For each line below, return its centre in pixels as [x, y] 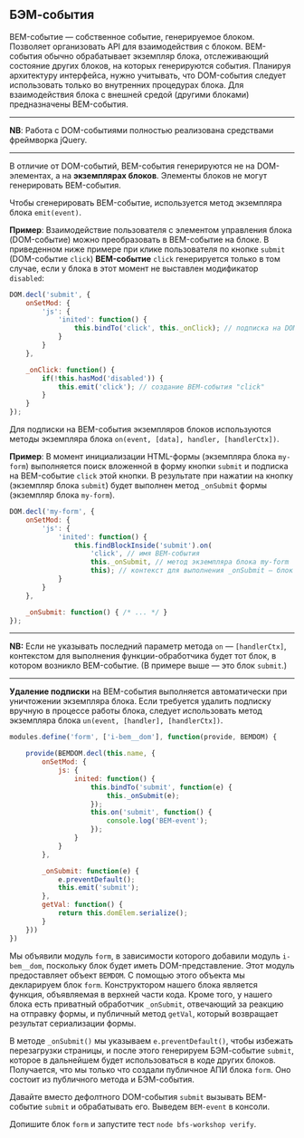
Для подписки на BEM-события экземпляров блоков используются [140, 429]
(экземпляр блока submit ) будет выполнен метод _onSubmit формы [138, 486]
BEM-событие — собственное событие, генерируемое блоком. [132, 36]
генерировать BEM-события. [66, 185]
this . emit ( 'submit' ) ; [99, 888]
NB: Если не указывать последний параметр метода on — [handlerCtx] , [148, 646]
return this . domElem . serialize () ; [123, 913]
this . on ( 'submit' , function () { [151, 813]
